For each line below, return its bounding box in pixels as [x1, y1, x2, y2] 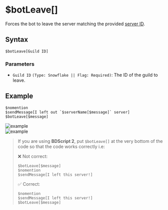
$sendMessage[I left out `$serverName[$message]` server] [5, 110, 130, 115]
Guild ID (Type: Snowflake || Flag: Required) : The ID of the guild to [12, 72, 158, 78]
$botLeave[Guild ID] [5, 48, 49, 54]
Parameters [5, 60, 34, 67]
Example [5, 92, 33, 100]
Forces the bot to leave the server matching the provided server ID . [5, 21, 145, 27]
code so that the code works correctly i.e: [17, 143, 105, 149]
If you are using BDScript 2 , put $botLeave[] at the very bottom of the [17, 138, 163, 144]
